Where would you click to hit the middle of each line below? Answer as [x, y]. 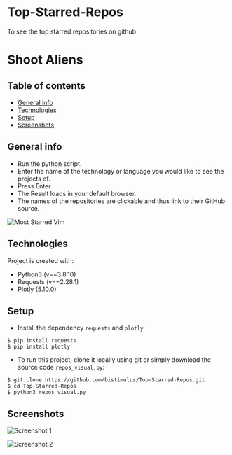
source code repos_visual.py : [61, 367]
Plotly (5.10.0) [37, 289]
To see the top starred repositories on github [72, 31]
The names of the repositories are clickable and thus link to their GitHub [121, 201]
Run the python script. [49, 163]
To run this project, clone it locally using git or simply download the [114, 360]
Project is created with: [41, 260]
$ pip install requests [42, 341]
